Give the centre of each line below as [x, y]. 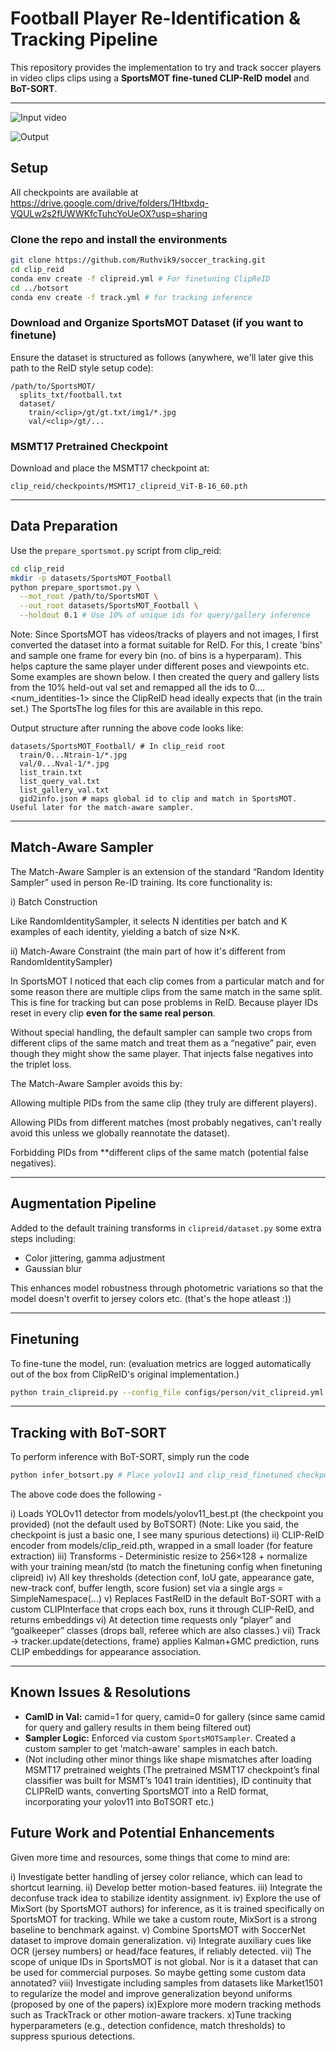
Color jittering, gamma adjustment [95, 1258]
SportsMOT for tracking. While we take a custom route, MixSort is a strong [164, 1919]
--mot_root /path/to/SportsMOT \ [89, 597]
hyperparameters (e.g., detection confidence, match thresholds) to [148, 2025]
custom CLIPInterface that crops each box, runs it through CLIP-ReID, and [162, 1609]
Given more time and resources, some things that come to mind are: [150, 1857]
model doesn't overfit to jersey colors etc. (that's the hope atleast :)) [151, 1298]
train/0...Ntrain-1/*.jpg [73, 755]
